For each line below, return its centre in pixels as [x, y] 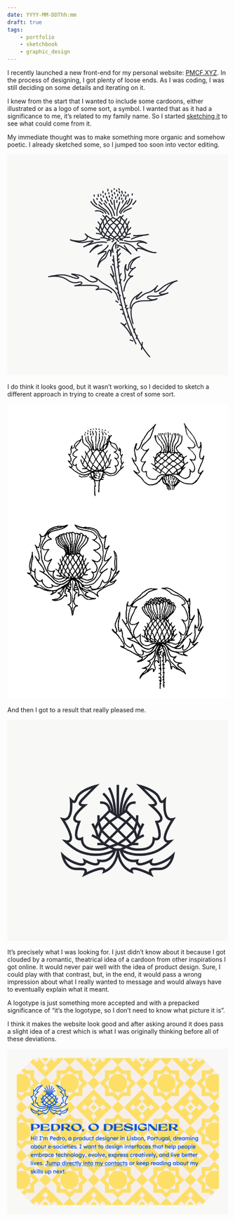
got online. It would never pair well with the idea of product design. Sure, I [114, 967]
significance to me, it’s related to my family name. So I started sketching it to [117, 116]
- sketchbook [39, 45]
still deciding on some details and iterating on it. [76, 87]
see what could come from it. [49, 124]
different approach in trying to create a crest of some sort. [91, 394]
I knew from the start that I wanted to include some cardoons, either [106, 101]
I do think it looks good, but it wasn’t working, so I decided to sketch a [108, 387]
